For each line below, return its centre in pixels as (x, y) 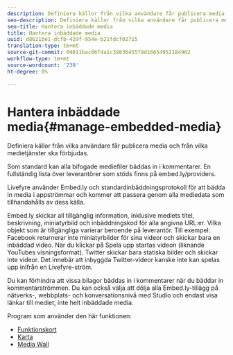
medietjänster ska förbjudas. (48, 153)
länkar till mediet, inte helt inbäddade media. (70, 303)
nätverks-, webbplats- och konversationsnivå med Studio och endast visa (113, 295)
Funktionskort (37, 329)
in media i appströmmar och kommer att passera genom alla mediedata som (116, 195)
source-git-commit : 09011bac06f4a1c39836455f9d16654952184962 (99, 53)
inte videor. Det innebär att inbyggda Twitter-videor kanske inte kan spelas (114, 260)
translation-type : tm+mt (43, 46)
